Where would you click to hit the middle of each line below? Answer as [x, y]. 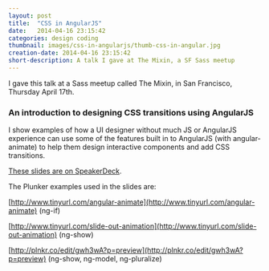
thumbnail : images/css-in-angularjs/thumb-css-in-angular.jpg [114, 46]
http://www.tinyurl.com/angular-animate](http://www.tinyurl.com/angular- [133, 202]
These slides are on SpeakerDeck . [65, 171]
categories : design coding [53, 38]
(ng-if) [50, 211]
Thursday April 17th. [41, 91]
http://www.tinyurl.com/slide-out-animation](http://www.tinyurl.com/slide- [134, 226]
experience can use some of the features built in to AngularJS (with [120, 139]
